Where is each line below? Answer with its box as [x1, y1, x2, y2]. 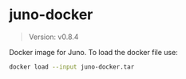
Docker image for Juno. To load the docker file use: [9, 47, 178, 57]
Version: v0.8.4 [28, 32, 79, 41]
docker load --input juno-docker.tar [9, 62, 135, 71]
